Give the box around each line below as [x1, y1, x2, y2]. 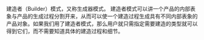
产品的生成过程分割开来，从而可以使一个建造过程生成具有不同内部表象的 [16, 13, 198, 20]
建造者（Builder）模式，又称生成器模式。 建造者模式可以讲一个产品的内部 [6, 5, 191, 12]
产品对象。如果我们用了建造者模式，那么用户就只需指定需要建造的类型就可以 [6, 20, 198, 27]
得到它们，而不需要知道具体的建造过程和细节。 [6, 27, 123, 35]
